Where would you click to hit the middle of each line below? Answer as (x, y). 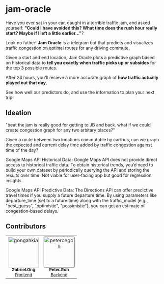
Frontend (23, 275)
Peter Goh (59, 270)
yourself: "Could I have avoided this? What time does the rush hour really (82, 28)
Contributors (26, 227)
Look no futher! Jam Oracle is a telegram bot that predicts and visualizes (79, 42)
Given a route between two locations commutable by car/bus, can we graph (82, 139)
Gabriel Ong (24, 270)
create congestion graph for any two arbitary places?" (60, 130)
